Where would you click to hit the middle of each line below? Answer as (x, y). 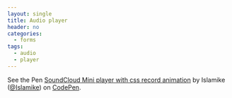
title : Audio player (38, 20)
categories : (25, 33)
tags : (15, 47)
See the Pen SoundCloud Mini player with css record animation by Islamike (116, 80)
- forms (25, 40)
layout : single (30, 14)
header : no (23, 27)
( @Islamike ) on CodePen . (44, 87)
